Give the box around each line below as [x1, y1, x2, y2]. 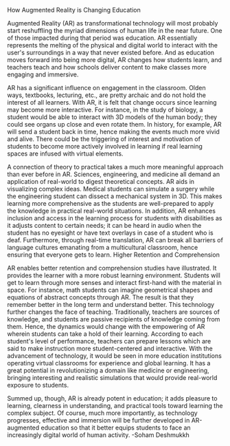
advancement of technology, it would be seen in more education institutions [7, 352, 222, 360]
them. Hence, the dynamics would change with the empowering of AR [7, 323, 205, 330]
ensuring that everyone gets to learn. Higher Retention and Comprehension [7, 251, 220, 259]
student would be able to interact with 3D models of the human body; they [7, 113, 218, 121]
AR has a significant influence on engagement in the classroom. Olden [7, 84, 206, 92]
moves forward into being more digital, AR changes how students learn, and [7, 56, 222, 64]
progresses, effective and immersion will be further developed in [7, 416, 190, 424]
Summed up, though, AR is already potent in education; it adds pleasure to [7, 394, 218, 402]
